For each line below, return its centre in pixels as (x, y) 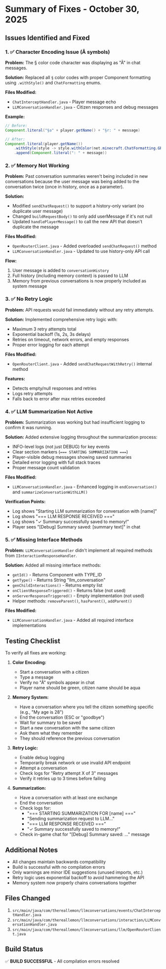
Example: (15, 117)
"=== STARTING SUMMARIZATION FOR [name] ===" (81, 813)
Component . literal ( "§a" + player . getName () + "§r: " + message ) (73, 130)
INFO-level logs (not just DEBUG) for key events (61, 447)
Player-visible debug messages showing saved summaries (72, 457)
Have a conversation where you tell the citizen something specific (87, 707)
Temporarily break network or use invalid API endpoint (75, 763)
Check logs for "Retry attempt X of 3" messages (69, 773)
